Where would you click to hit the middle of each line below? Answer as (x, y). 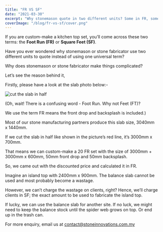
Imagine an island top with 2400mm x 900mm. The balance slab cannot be (80, 176)
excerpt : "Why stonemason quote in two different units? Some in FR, (77, 18)
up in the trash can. (24, 215)
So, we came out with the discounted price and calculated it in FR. (71, 166)
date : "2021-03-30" (25, 14)
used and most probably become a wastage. (50, 181)
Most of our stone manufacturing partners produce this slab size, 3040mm (80, 122)
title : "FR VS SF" (24, 9)
